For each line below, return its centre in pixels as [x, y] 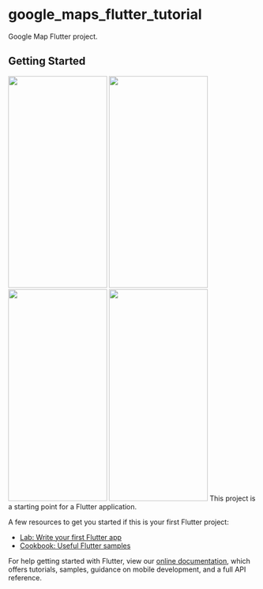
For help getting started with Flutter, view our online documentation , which [130, 561]
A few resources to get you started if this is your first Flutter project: [118, 522]
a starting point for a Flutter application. [73, 506]
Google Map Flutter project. [53, 36]
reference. [25, 577]
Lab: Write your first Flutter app [71, 537]
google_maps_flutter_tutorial [105, 15]
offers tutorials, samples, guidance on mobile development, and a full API [127, 569]
